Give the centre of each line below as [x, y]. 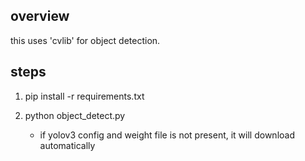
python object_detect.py [75, 115]
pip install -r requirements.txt [84, 96]
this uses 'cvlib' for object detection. [85, 40]
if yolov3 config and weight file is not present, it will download [167, 135]
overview [40, 16]
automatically [67, 145]
